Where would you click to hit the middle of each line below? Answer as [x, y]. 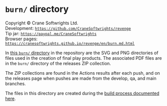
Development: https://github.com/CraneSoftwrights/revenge [68, 28]
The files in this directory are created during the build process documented [82, 93]
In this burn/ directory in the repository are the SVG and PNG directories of [82, 53]
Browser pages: [21, 39]
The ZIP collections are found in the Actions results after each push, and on [83, 73]
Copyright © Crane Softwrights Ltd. [42, 23]
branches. [15, 84]
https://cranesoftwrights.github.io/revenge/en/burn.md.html [70, 43]
